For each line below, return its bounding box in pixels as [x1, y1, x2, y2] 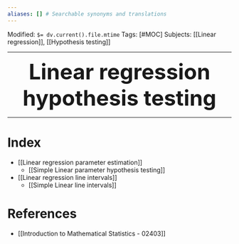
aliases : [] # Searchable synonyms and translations [7, 10, 167, 18]
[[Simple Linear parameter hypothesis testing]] [28, 165, 166, 174]
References [7, 206, 77, 221]
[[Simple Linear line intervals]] [28, 181, 117, 189]
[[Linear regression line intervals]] [17, 173, 117, 181]
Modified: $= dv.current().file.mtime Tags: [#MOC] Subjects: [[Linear [7, 30, 217, 38]
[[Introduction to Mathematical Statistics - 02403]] [17, 229, 166, 238]
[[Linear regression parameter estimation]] [17, 158, 143, 166]
